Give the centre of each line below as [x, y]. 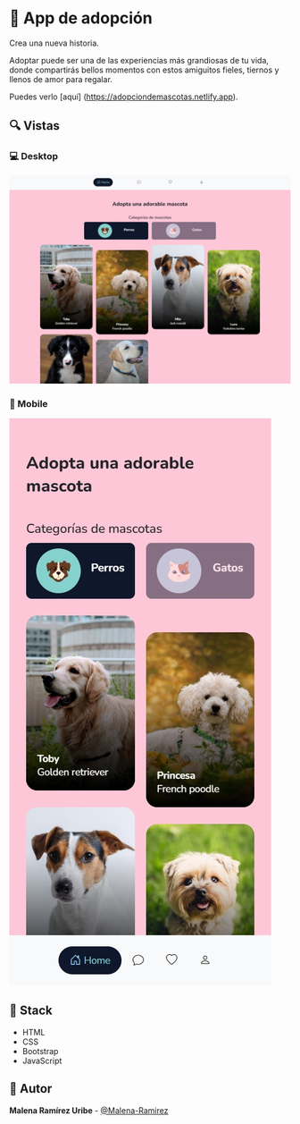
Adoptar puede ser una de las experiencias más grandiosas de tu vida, [139, 60]
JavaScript [42, 1061]
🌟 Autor [31, 1089]
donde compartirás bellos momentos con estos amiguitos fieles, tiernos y [144, 70]
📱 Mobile [29, 403]
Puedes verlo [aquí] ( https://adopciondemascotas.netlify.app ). [124, 97]
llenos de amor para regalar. [61, 79]
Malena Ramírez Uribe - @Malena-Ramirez [89, 1110]
